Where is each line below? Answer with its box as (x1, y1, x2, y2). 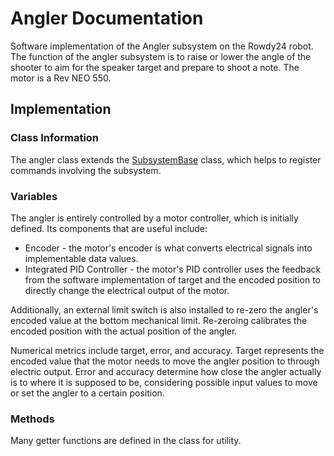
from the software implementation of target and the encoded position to (24, 273, 322, 286)
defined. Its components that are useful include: (10, 222, 208, 234)
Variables (10, 189, 58, 203)
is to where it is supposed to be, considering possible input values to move (10, 376, 318, 388)
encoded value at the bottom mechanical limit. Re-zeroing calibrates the (10, 314, 308, 326)
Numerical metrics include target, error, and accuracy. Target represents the (10, 344, 325, 356)
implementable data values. (24, 252, 139, 264)
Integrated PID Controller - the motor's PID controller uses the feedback (24, 263, 322, 275)
